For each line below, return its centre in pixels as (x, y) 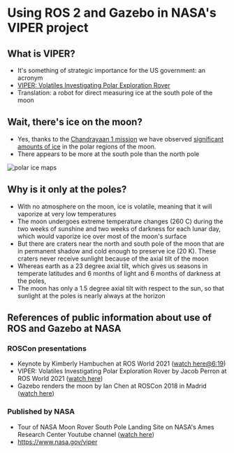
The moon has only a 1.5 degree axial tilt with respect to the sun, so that (121, 288)
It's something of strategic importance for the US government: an (111, 70)
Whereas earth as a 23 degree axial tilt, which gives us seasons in (112, 266)
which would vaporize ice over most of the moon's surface (102, 236)
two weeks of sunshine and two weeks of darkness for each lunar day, (119, 228)
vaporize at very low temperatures (67, 214)
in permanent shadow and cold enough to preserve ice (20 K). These (117, 251)
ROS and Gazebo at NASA (64, 329)
